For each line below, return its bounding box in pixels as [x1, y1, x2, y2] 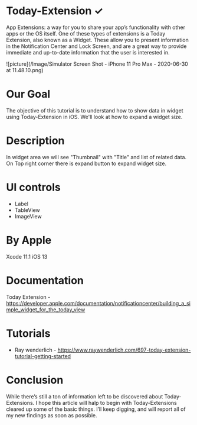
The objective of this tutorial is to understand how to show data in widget [6, 107, 184, 114]
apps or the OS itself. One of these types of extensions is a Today [6, 30, 166, 37]
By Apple [6, 233, 52, 247]
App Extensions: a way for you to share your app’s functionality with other [6, 24, 186, 31]
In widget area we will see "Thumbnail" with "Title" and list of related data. [6, 153, 187, 160]
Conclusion [6, 373, 64, 387]
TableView [14, 206, 40, 214]
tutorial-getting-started [14, 352, 71, 359]
